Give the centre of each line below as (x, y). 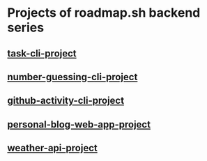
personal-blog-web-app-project (79, 124)
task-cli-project (42, 53)
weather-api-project (52, 148)
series (25, 28)
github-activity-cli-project (66, 101)
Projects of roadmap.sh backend (104, 13)
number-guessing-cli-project (72, 77)
